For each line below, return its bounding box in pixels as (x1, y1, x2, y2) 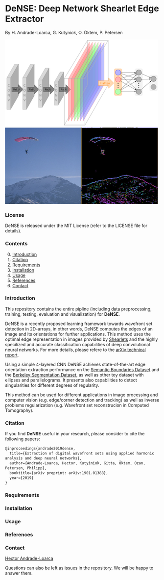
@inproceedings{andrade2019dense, (5, 446, 76, 451)
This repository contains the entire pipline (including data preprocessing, (5, 306, 152, 312)
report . (5, 352, 19, 358)
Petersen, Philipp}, (5, 466, 47, 471)
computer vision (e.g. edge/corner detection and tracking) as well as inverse (5, 397, 160, 403)
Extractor (5, 13, 44, 25)
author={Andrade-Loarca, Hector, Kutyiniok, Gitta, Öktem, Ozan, (9, 461, 146, 466)
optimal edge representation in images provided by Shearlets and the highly (5, 336, 158, 342)
